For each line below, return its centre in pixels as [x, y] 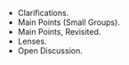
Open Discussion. [50, 51]
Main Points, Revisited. [59, 32]
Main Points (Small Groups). [69, 22]
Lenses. [32, 41]
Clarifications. [43, 13]
